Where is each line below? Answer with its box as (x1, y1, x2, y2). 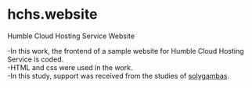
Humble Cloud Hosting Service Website (7, 31, 135, 40)
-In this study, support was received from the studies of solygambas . (7, 71, 230, 80)
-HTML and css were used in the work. (7, 62, 133, 72)
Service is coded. (7, 55, 64, 64)
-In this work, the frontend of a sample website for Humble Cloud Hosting (7, 46, 244, 55)
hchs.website (7, 5, 99, 23)
